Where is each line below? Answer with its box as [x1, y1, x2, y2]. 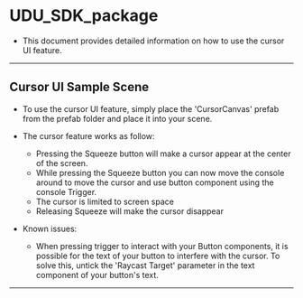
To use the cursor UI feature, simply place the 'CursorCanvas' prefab [22, 103, 280, 114]
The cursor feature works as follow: [22, 130, 155, 141]
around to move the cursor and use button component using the [35, 177, 274, 188]
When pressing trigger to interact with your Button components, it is [35, 240, 289, 251]
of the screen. [35, 157, 88, 168]
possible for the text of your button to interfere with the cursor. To [35, 250, 280, 261]
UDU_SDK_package [9, 5, 159, 26]
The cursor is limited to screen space [35, 196, 174, 207]
